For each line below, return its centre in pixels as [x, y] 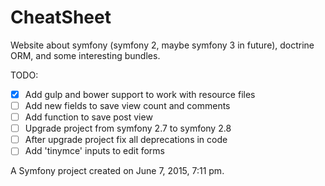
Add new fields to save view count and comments [127, 105]
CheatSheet [61, 17]
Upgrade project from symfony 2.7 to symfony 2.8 [128, 128]
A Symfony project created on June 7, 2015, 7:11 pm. [117, 171]
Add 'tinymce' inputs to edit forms [94, 151]
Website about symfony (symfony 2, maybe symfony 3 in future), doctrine [162, 45]
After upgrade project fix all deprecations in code [126, 140]
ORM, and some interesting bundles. [85, 55]
